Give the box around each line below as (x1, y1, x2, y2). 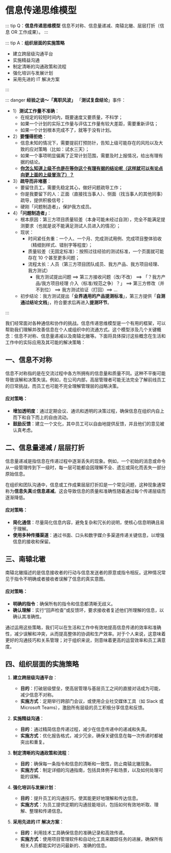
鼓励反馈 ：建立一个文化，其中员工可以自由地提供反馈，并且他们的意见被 (12, 420, 164, 426)
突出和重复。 (20, 739, 47, 745)
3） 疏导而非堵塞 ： (12, 178, 52, 184)
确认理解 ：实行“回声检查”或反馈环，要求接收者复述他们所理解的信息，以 (12, 607, 164, 613)
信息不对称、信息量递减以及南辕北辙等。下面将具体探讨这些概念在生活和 (14, 333, 166, 339)
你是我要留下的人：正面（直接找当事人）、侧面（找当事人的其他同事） (20, 191, 165, 197)
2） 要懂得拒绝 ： (12, 133, 47, 139)
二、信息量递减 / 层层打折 (5, 443, 85, 452)
